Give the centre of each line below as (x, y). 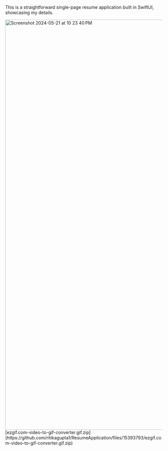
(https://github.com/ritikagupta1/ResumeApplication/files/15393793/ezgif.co (83, 438)
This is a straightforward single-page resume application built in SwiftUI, (79, 7)
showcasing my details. (29, 13)
